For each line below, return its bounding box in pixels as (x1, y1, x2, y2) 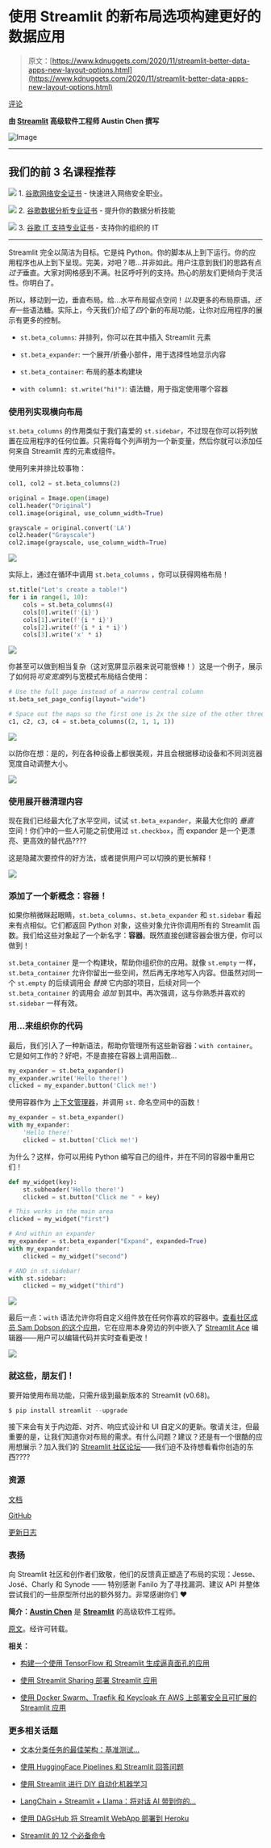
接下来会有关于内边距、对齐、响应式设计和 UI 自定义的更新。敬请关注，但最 (8, 1422, 261, 1431)
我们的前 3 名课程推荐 (8, 165, 116, 179)
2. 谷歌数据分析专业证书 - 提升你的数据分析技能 (18, 205, 176, 215)
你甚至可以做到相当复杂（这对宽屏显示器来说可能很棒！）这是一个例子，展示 (8, 662, 263, 671)
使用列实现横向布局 (8, 406, 83, 417)
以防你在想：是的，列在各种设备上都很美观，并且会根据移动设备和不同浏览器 (8, 748, 263, 758)
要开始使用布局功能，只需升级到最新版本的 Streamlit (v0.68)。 (8, 1390, 215, 1400)
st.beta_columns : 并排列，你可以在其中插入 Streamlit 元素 (19, 332, 211, 342)
